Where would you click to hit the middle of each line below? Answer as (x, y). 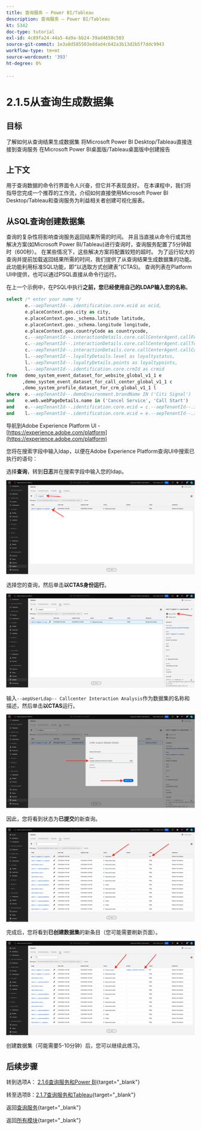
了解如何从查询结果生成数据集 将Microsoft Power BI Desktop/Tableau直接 (97, 142)
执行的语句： (22, 458)
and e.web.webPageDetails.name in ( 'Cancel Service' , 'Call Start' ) (97, 401)
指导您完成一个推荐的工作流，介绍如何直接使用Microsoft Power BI (87, 193)
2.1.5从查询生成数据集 (60, 102)
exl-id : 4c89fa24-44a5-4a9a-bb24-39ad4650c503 (65, 38)
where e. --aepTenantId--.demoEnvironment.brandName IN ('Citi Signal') (99, 394)
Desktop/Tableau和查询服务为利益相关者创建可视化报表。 (77, 201)
